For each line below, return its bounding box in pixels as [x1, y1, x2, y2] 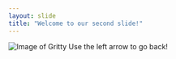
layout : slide [8, 11, 57, 20]
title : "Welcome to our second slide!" [8, 19, 144, 27]
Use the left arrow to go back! [68, 41, 169, 51]
